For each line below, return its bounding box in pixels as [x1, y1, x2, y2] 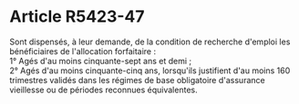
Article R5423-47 [9, 6, 145, 27]
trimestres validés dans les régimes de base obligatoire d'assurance [9, 74, 266, 85]
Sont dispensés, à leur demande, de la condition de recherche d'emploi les [9, 36, 291, 47]
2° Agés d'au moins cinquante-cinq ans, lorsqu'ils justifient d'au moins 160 [9, 65, 291, 76]
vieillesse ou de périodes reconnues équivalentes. [9, 84, 198, 95]
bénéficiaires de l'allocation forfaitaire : [9, 45, 157, 56]
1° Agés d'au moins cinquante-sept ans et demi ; [9, 55, 192, 66]
